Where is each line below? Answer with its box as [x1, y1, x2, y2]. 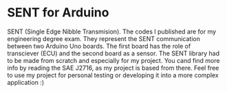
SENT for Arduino [7, 5, 109, 21]
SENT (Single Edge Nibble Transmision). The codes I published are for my [7, 27, 217, 36]
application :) [7, 78, 45, 86]
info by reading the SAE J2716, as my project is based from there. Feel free [7, 64, 219, 72]
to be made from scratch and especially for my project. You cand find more [7, 56, 220, 64]
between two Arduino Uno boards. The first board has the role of [7, 42, 191, 50]
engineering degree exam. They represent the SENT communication [7, 34, 201, 42]
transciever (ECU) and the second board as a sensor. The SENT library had [7, 49, 220, 57]
